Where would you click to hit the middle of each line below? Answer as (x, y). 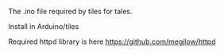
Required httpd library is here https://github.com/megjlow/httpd (112, 41)
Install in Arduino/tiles (44, 26)
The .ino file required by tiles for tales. (70, 11)
